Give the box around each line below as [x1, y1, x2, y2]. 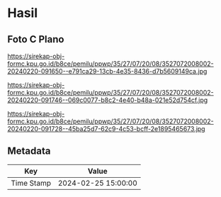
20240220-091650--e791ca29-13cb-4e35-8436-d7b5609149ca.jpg [7, 67, 208, 75]
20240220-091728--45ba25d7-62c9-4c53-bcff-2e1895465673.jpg [7, 125, 205, 133]
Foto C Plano [7, 33, 64, 45]
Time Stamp [11, 178, 52, 188]
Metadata [7, 145, 51, 157]
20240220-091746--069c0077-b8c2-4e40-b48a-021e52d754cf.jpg [7, 96, 208, 104]
